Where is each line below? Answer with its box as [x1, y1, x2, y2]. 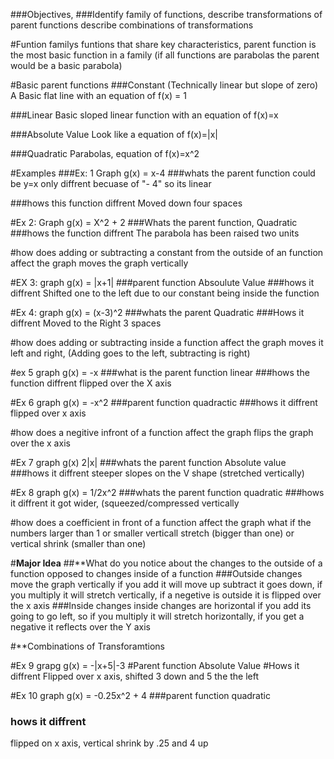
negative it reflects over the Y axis [10, 621, 151, 633]
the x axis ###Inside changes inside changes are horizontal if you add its [10, 600, 312, 611]
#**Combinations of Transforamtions [10, 640, 166, 652]
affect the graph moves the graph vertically [10, 257, 189, 269]
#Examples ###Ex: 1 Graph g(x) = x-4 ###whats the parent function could [10, 167, 316, 179]
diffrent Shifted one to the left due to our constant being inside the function [10, 287, 320, 299]
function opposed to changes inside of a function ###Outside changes [10, 568, 303, 579]
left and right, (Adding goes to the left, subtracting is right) [10, 347, 251, 359]
